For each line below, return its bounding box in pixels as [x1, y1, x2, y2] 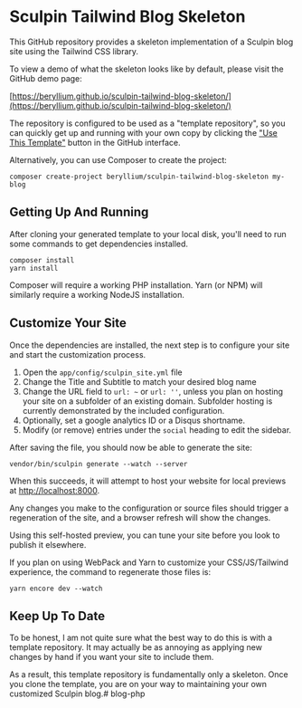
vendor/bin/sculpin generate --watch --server [9, 459, 188, 468]
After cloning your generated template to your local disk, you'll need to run [9, 228, 287, 239]
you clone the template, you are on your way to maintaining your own [9, 679, 268, 690]
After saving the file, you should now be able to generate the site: [9, 442, 253, 453]
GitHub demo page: [9, 72, 83, 83]
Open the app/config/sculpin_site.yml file [22, 367, 183, 378]
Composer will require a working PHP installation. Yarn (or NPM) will [9, 279, 263, 291]
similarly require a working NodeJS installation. [9, 289, 185, 300]
